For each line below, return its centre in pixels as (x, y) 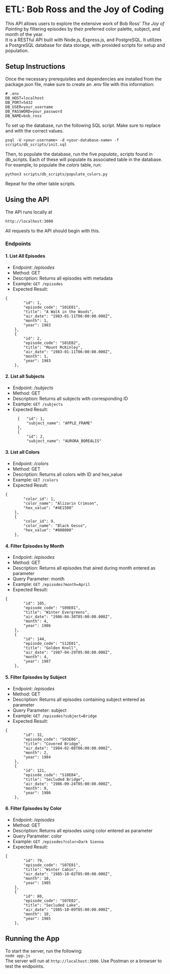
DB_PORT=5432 (19, 102)
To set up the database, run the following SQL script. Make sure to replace (83, 125)
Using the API (27, 200)
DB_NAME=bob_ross (24, 116)
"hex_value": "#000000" (48, 530)
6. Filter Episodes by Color (33, 808)
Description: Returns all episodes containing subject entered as (79, 699)
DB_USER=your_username (29, 107)
